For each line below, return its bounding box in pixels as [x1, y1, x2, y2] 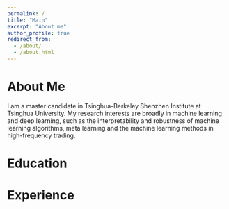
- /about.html [13, 49, 54, 56]
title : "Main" [7, 17, 49, 24]
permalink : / [7, 10, 45, 17]
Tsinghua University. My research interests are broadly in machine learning [7, 109, 223, 117]
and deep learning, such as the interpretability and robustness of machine [7, 116, 219, 125]
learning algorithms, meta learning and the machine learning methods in [7, 124, 214, 132]
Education [7, 156, 68, 171]
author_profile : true [7, 29, 70, 37]
